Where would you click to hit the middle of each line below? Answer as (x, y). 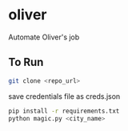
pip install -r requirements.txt (64, 111)
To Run (26, 62)
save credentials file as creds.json (64, 96)
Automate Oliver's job (44, 37)
